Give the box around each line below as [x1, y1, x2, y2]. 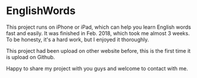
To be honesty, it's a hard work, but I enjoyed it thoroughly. [6, 36, 149, 43]
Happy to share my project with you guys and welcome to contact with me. [6, 65, 188, 72]
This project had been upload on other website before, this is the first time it [6, 47, 191, 54]
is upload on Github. [6, 53, 55, 60]
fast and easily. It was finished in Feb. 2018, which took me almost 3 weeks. [6, 29, 190, 36]
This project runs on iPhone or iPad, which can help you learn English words [6, 23, 192, 30]
